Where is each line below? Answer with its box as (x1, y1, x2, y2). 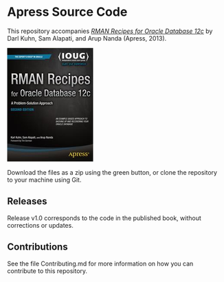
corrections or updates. (7, 221, 74, 229)
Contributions (7, 241, 68, 253)
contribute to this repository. (7, 266, 88, 275)
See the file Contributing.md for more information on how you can (7, 259, 194, 268)
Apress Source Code (7, 4, 128, 20)
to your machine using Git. (7, 175, 82, 184)
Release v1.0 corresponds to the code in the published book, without (7, 214, 201, 222)
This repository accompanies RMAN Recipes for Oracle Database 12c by (7, 27, 213, 35)
